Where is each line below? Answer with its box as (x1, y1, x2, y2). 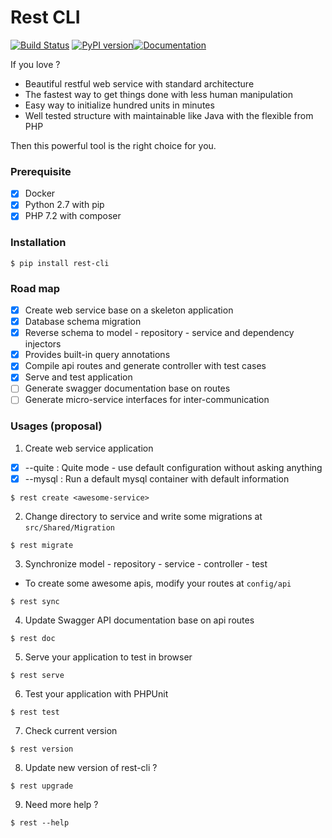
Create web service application (24, 442, 154, 454)
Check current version (24, 724, 118, 736)
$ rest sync (10, 596, 60, 606)
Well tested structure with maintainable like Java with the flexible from (24, 109, 314, 121)
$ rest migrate (10, 540, 74, 550)
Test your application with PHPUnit (24, 687, 169, 700)
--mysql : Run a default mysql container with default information (24, 472, 290, 485)
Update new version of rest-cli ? (24, 761, 158, 773)
